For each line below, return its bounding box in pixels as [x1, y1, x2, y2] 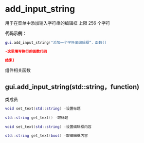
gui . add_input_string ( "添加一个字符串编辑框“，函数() [5, 40, 107, 45]
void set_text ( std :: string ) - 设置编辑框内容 [5, 124, 91, 129]
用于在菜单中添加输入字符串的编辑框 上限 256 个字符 [5, 20, 110, 26]
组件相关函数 [5, 67, 31, 73]
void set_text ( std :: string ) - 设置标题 [5, 106, 81, 111]
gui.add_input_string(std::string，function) [5, 83, 140, 91]
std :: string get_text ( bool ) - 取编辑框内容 [5, 133, 88, 138]
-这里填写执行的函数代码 [5, 49, 47, 54]
